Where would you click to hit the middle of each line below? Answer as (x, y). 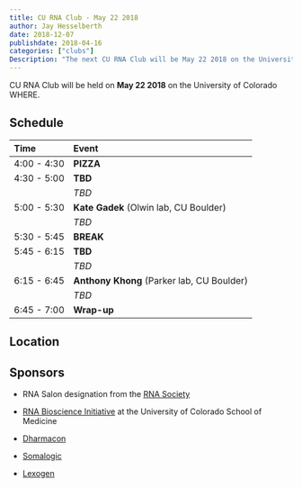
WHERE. (25, 95)
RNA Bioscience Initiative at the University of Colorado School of (142, 411)
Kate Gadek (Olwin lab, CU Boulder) (150, 207)
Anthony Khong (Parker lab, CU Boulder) (161, 280)
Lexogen (39, 474)
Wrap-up (93, 310)
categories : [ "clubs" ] (52, 51)
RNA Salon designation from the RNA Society (106, 394)
